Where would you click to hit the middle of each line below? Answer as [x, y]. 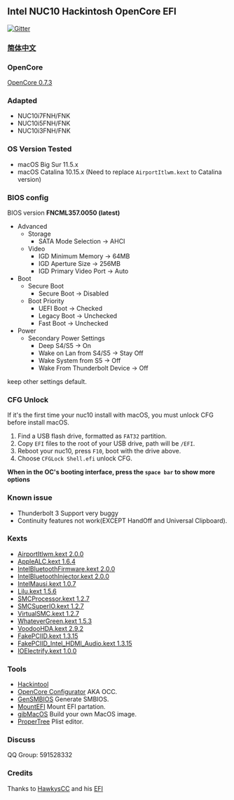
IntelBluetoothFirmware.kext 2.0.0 [66, 568]
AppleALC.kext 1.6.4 [46, 561]
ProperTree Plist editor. [50, 721]
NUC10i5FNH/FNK [44, 124]
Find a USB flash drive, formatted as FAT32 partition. [92, 436]
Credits [20, 773]
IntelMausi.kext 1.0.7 [47, 584]
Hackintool [33, 684]
